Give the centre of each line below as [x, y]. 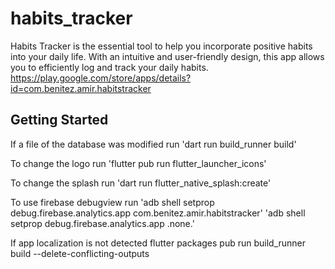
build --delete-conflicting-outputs [80, 253]
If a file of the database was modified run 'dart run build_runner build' [153, 144]
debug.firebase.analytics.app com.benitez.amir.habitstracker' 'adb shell [158, 213]
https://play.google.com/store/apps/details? [101, 78]
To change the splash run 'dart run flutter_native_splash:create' [141, 183]
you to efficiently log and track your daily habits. [109, 67]
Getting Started [59, 120]
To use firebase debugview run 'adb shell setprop [112, 202]
